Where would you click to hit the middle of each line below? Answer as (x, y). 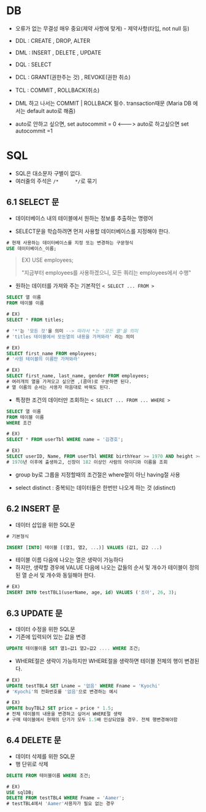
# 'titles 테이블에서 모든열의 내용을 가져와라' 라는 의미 (71, 337)
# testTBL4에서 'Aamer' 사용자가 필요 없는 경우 (60, 804)
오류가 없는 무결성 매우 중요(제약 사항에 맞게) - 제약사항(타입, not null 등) (102, 28)
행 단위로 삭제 (32, 764)
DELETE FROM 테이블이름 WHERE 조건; (48, 776)
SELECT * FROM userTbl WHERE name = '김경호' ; (65, 440)
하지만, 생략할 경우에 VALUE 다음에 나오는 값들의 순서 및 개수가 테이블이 (101, 567)
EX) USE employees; (47, 260)
